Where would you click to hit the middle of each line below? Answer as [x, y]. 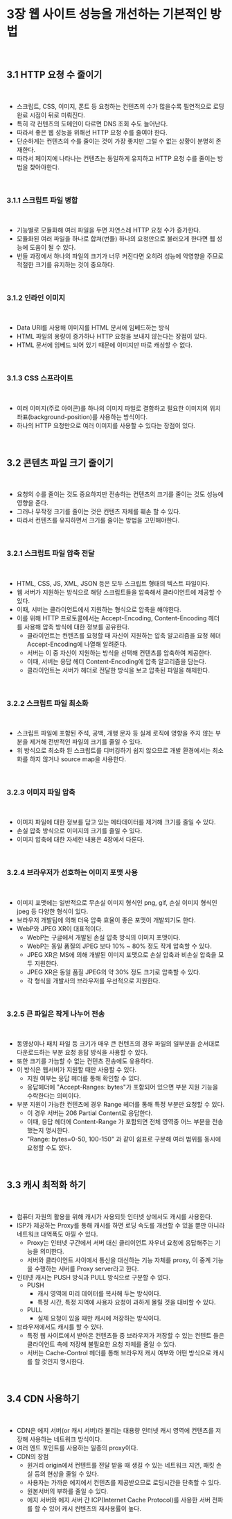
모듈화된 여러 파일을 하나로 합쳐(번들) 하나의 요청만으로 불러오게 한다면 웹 [116, 239]
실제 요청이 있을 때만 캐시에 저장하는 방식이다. [99, 1318]
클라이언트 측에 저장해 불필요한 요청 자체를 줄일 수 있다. [102, 1344]
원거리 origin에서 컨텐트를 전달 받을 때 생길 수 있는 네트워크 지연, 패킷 [121, 1465]
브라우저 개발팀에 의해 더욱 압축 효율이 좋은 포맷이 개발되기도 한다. [106, 919]
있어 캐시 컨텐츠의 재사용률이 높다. [95, 1508]
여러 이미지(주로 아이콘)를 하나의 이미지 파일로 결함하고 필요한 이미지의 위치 [118, 408]
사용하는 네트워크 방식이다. [65, 1439]
